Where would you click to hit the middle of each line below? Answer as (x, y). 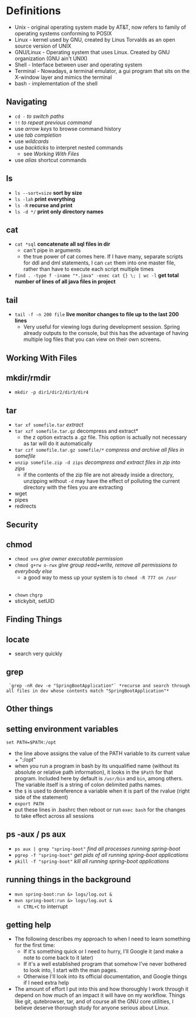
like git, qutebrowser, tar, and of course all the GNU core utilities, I (94, 1002)
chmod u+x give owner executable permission (69, 559)
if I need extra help (46, 983)
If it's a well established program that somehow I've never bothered (105, 964)
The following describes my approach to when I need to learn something (102, 939)
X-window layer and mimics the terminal (63, 77)
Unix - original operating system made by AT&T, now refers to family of (100, 27)
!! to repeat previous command (53, 122)
